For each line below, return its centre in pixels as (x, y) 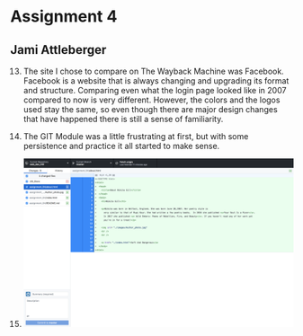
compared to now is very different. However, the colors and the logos (151, 100)
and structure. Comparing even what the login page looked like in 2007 (155, 90)
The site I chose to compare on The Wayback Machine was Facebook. (153, 71)
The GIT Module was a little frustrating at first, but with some (136, 136)
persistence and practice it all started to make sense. (121, 146)
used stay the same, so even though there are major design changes (150, 109)
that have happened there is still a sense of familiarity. (123, 119)
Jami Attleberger (58, 50)
